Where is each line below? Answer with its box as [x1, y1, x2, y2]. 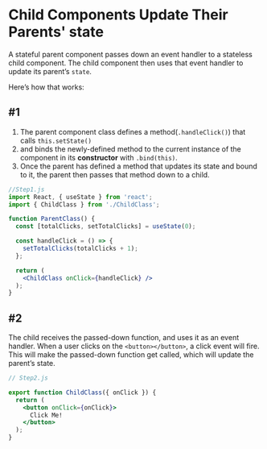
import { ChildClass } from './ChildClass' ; [8, 200, 160, 209]
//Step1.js [8, 185, 45, 193]
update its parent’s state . [8, 66, 92, 76]
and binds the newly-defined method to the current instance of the [19, 143, 241, 154]
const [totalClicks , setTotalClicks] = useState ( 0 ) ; [15, 222, 196, 231]
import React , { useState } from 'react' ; [8, 193, 153, 201]
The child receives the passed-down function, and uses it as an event [8, 333, 240, 343]
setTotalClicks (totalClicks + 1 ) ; [23, 244, 138, 252]
